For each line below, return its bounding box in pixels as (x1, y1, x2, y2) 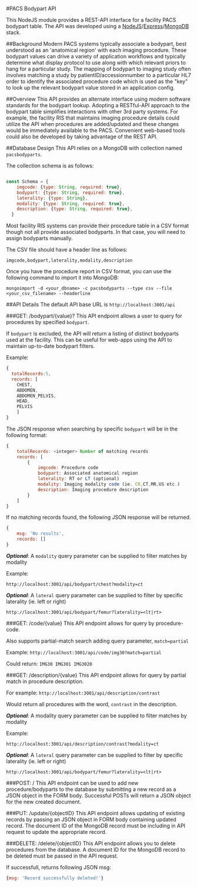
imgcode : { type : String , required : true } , (16, 184, 122, 190)
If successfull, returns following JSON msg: (6, 863, 112, 871)
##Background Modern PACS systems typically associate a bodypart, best (6, 41, 187, 47)
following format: (6, 431, 48, 438)
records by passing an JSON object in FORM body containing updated (6, 816, 176, 823)
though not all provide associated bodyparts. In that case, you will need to (6, 229, 185, 236)
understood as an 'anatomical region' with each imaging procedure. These (6, 47, 187, 54)
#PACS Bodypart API (6, 5, 57, 12)
